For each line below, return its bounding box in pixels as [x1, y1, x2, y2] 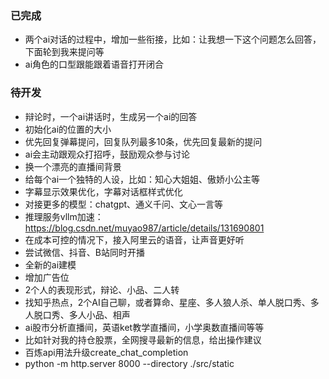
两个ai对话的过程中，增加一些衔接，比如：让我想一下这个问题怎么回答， [24, 33, 322, 46]
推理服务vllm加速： [24, 210, 104, 222]
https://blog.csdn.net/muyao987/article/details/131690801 [24, 222, 265, 234]
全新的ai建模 [24, 258, 77, 271]
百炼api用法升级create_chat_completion [24, 346, 189, 358]
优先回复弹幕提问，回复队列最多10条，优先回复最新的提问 [24, 135, 263, 147]
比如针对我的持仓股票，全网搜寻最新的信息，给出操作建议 [24, 333, 262, 346]
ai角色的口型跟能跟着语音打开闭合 [24, 58, 165, 71]
